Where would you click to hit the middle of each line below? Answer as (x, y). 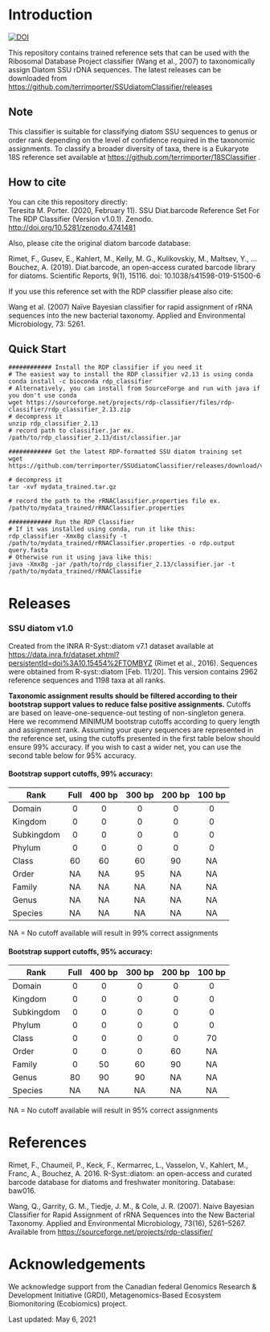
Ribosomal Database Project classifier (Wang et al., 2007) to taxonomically (132, 61)
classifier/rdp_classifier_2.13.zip (70, 410)
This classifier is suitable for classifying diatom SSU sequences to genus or (133, 131)
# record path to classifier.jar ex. (72, 431)
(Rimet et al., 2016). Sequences (206, 663)
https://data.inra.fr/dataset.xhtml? (64, 654)
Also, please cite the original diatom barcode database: (100, 243)
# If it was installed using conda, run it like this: (102, 529)
